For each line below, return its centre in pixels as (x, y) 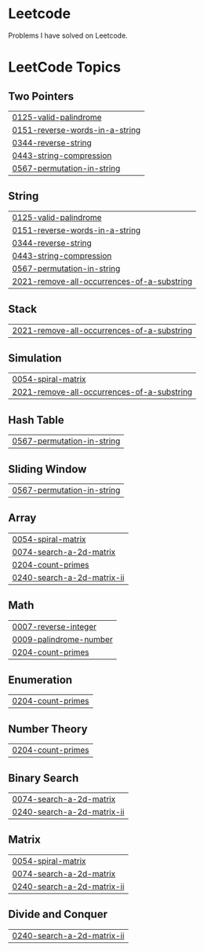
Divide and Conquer (58, 914)
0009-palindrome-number (62, 639)
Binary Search (44, 778)
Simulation (35, 358)
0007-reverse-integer (54, 626)
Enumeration (40, 680)
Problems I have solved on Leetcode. (68, 35)
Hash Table (36, 420)
